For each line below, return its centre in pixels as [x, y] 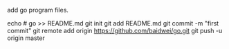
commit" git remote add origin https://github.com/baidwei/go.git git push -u [115, 31]
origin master [26, 38]
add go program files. [38, 10]
